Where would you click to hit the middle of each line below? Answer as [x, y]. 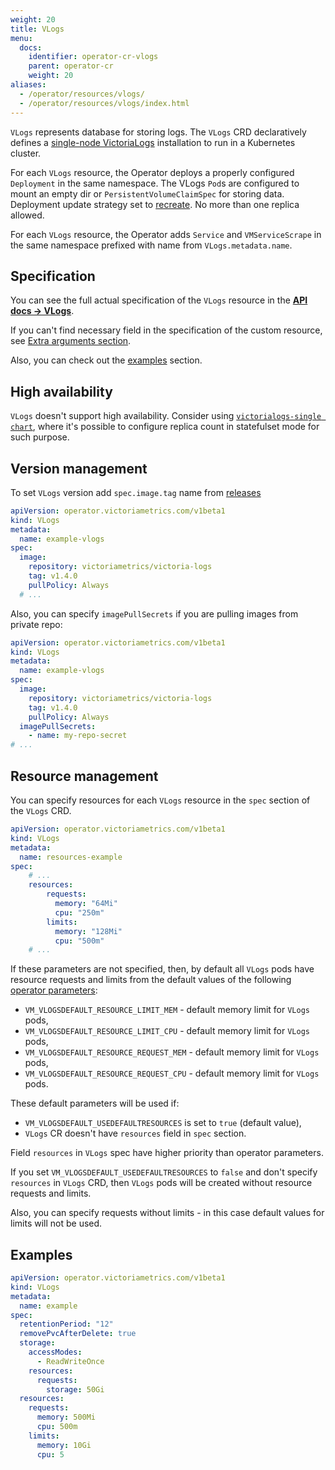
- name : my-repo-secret [78, 736]
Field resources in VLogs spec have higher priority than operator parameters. [167, 1153]
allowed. [27, 215]
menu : [21, 38]
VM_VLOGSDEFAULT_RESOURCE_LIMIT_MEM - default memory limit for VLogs [167, 1010]
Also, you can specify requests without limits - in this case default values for [167, 1213]
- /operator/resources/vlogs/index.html [104, 103]
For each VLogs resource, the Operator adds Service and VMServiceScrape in [166, 234]
